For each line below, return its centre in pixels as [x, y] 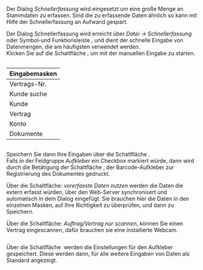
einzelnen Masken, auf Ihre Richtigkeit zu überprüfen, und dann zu [90, 205]
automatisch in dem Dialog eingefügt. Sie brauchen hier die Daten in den [98, 199]
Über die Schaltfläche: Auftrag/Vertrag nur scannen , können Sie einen [95, 223]
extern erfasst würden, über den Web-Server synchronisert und [87, 192]
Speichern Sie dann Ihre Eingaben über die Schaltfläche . [78, 154]
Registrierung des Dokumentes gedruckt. [58, 174]
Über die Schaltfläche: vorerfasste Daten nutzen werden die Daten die [95, 186]
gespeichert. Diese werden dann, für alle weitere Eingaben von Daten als [98, 254]
